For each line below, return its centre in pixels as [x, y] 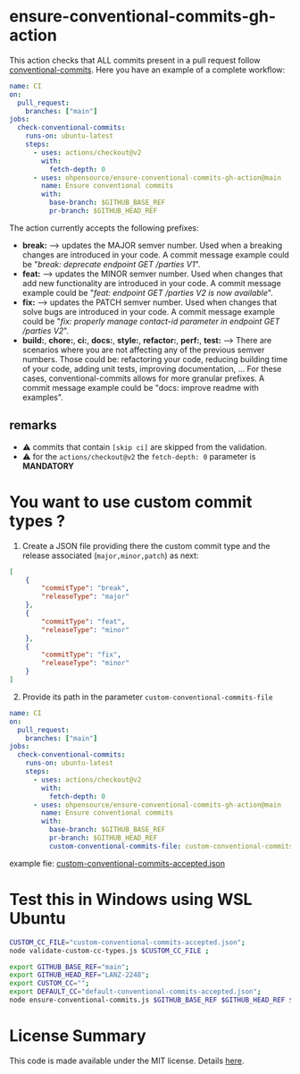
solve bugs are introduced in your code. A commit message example [148, 311]
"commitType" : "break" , [85, 588]
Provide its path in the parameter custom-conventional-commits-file [147, 697]
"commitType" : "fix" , [82, 655]
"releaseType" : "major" [85, 596]
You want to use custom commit [131, 502]
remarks [33, 425]
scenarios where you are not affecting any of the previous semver [143, 350]
